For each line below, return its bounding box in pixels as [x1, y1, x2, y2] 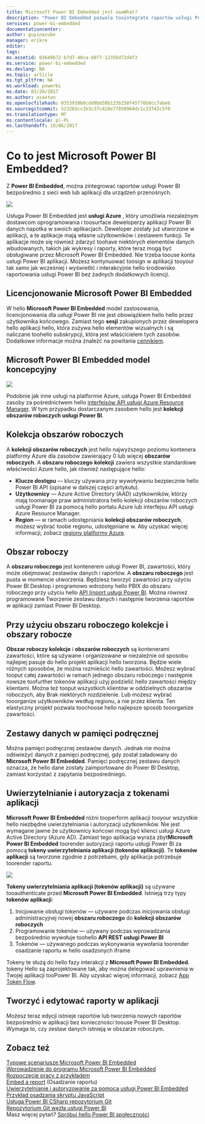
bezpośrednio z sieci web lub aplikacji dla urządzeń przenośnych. [6, 189, 172, 196]
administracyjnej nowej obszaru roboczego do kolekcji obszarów [15, 914, 181, 921]
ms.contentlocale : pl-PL [6, 117, 70, 123]
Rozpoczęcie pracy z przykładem [6, 1072, 90, 1079]
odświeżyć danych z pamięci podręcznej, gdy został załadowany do [6, 751, 178, 758]
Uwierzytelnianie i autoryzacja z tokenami [6, 788, 170, 798]
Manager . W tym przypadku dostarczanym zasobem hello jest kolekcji [6, 405, 184, 412]
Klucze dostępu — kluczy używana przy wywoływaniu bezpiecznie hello [15, 477, 199, 484]
